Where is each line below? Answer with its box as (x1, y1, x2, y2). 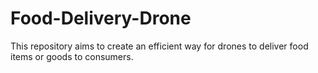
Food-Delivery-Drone (10, 7, 192, 30)
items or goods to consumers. (10, 50, 134, 62)
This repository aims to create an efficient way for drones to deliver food (10, 40, 309, 52)
